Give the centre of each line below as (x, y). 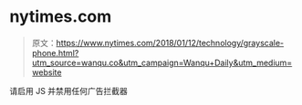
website (47, 72)
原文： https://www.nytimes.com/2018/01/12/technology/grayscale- (158, 43)
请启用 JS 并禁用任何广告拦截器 (68, 91)
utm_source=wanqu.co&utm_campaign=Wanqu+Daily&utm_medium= (162, 62)
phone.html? (55, 52)
